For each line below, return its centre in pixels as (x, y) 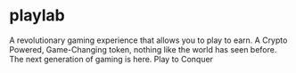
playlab (37, 16)
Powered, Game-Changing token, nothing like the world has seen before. (143, 49)
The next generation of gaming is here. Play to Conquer (111, 59)
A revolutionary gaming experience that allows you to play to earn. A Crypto (148, 40)
